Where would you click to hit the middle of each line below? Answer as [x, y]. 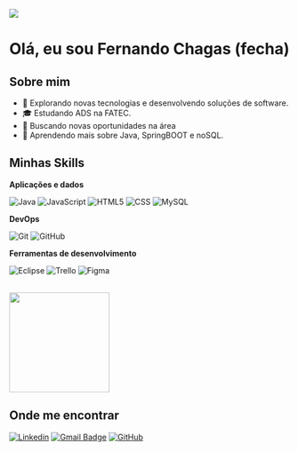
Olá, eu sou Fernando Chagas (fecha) [149, 49]
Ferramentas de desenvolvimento [73, 253]
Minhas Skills [47, 163]
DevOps [24, 218]
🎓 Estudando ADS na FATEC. [77, 113]
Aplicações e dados [47, 184]
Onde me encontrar [64, 416]
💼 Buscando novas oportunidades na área [99, 126]
